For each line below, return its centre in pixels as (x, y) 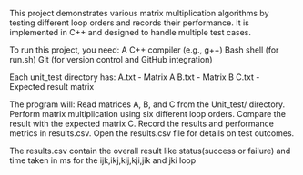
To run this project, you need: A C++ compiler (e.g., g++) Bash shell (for (144, 50)
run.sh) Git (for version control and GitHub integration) (111, 59)
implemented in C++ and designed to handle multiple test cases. (131, 32)
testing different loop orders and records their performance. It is (130, 23)
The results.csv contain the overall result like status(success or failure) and (150, 151)
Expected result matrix (52, 87)
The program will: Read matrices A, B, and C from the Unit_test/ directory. (147, 104)
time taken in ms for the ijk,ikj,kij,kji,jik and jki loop (103, 160)
